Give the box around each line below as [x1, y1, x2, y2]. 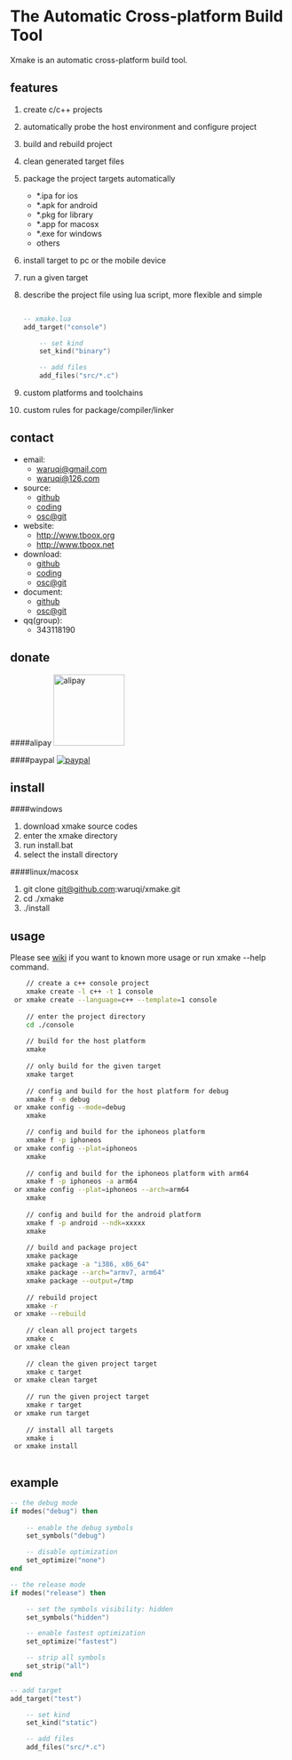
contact [10, 430, 54, 446]
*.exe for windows [36, 228, 103, 239]
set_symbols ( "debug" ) [26, 1531, 106, 1541]
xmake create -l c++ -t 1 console [26, 987, 154, 996]
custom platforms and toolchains [22, 387, 144, 398]
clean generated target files [22, 156, 125, 166]
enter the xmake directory [22, 831, 118, 841]
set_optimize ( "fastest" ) [26, 1637, 118, 1646]
